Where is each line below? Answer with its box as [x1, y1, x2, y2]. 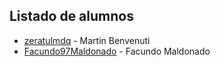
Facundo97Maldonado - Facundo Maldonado [23, 45, 211, 57]
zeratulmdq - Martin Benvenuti [23, 34, 151, 46]
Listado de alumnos [9, 8, 134, 25]
